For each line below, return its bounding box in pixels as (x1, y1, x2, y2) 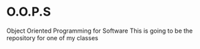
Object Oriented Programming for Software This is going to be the (6, 27, 193, 35)
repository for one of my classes (6, 33, 99, 42)
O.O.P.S (6, 4, 52, 20)
